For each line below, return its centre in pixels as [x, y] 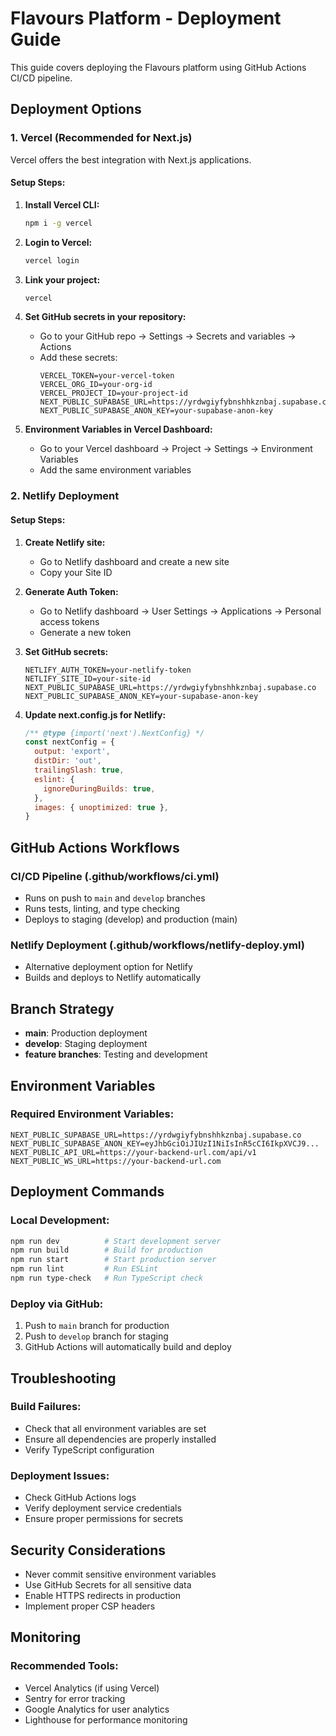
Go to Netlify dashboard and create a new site [134, 561]
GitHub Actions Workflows [95, 847]
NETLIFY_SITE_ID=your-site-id [88, 678]
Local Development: [60, 1220]
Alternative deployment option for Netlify [108, 967]
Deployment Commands [87, 1192]
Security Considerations [88, 1550]
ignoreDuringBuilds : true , [99, 788]
